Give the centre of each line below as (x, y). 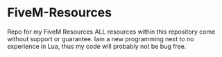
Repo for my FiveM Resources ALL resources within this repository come (111, 32)
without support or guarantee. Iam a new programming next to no (101, 38)
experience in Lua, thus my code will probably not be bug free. (97, 46)
